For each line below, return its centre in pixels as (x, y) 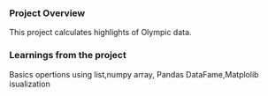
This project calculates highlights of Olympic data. (100, 33)
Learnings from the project (68, 55)
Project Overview (47, 13)
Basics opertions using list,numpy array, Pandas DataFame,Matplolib (134, 74)
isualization (30, 84)
